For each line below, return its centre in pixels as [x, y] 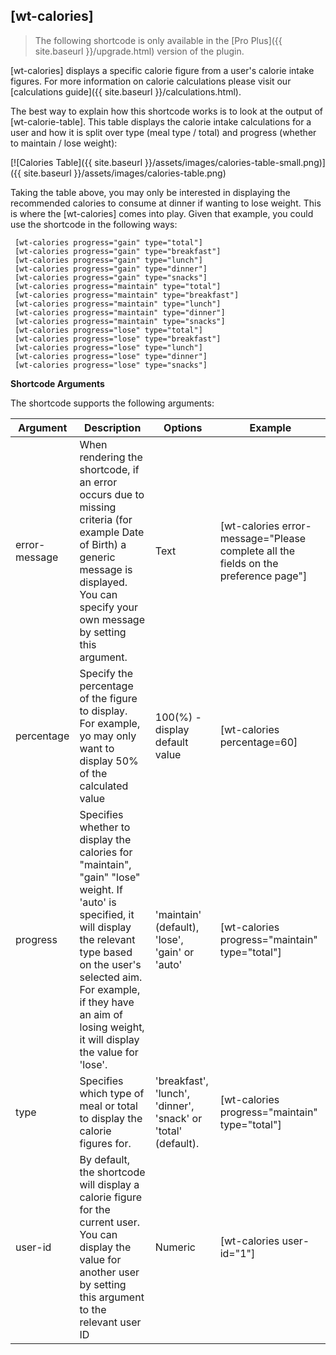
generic [97, 557]
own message [112, 619]
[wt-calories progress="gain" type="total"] [108, 242]
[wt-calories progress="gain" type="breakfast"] [118, 251]
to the [93, 1309]
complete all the [257, 551]
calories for [106, 852]
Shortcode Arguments [57, 383]
